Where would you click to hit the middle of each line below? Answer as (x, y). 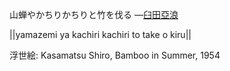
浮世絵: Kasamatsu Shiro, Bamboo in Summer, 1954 (115, 55)
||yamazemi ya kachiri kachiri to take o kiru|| (100, 34)
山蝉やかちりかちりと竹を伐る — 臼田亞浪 (94, 14)
